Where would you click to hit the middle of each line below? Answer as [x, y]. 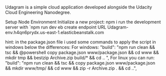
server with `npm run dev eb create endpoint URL [56, 27]
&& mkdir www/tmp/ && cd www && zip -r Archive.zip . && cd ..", [71, 68]
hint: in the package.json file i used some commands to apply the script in [81, 42]
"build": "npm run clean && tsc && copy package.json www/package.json [80, 63]
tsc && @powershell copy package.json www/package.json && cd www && [82, 52]
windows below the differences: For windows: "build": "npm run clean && [80, 47]
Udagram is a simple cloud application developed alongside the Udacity [79, 7]
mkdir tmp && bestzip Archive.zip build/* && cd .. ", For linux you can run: [80, 58]
